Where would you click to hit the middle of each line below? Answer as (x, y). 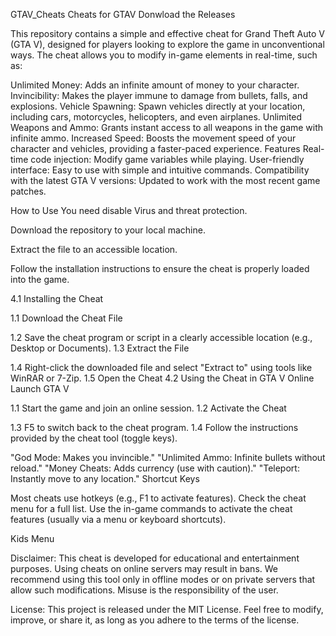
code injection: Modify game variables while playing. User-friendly (167, 159)
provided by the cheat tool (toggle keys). (94, 438)
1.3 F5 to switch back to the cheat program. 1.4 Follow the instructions (154, 427)
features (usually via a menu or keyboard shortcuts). (118, 519)
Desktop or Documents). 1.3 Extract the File (100, 348)
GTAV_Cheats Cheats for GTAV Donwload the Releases (123, 14)
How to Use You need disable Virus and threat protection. (129, 210)
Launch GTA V (40, 388)
